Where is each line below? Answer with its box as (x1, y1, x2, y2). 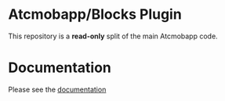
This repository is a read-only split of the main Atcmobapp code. (8, 31, 218, 41)
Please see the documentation (8, 85, 107, 94)
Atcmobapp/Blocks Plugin (8, 5, 182, 23)
